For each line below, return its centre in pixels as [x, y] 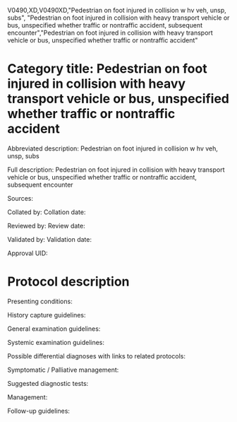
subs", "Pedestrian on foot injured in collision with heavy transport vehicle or [119, 18]
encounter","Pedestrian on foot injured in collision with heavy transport [110, 33]
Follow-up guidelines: [39, 411]
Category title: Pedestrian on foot [107, 69]
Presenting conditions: [40, 301]
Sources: [20, 198]
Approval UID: [28, 253]
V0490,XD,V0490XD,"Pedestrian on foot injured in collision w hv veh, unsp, [117, 10]
